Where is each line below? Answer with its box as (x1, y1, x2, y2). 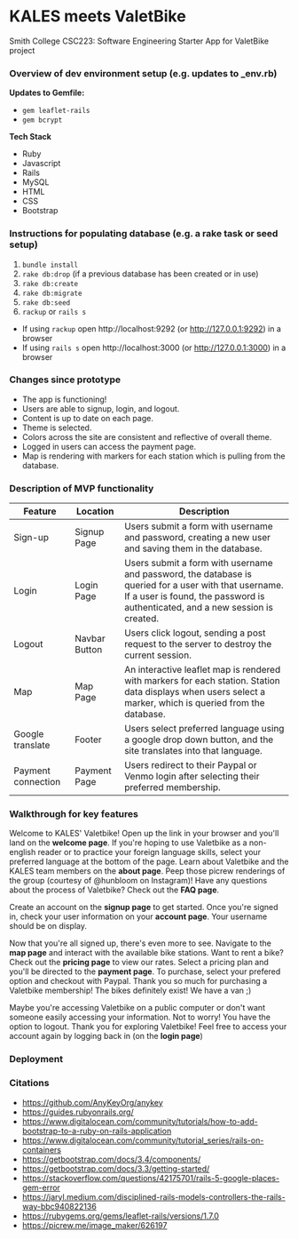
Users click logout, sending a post (123, 627, 266, 639)
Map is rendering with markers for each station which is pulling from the (21, 451, 286, 461)
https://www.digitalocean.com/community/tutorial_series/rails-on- (21, 1135, 264, 1146)
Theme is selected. (21, 422, 92, 433)
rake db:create (21, 279, 79, 288)
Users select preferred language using (123, 723, 285, 735)
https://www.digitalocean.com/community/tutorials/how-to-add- (21, 1115, 259, 1126)
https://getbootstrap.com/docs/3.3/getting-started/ (21, 1163, 210, 1174)
